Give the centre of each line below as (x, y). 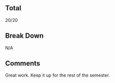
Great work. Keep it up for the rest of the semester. (57, 75)
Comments (23, 63)
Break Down (24, 36)
